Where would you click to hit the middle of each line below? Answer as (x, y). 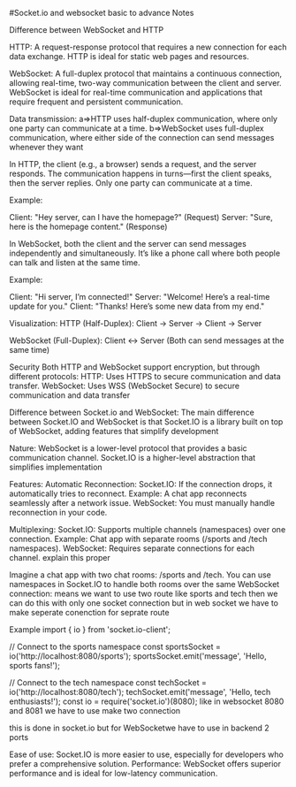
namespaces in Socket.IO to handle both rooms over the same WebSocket (144, 584)
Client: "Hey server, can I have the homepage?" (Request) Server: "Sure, (141, 217)
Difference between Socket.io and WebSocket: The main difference (132, 412)
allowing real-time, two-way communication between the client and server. (145, 83)
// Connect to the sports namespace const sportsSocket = (115, 646)
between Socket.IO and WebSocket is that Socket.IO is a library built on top (146, 422)
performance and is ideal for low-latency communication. (114, 773)
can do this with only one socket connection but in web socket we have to (144, 603)
